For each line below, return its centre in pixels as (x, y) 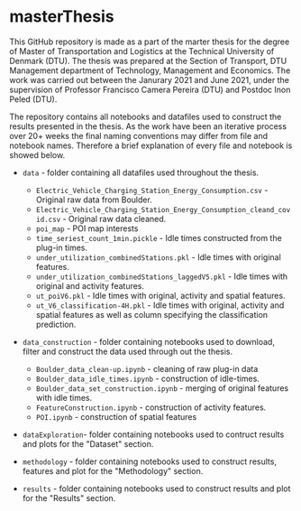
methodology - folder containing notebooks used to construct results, (150, 461)
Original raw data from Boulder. (94, 200)
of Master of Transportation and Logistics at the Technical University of (142, 51)
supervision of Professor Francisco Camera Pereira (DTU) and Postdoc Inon (150, 89)
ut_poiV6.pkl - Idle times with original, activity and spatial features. (160, 295)
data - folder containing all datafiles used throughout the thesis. (141, 172)
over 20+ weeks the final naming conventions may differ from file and (139, 135)
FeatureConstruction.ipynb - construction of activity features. (151, 407)
